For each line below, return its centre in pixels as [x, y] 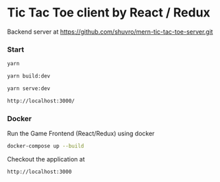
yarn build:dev [29, 76]
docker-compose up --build [46, 146]
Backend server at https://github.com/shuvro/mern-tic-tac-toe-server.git [110, 32]
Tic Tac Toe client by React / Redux [109, 13]
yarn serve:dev [29, 88]
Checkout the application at [46, 159]
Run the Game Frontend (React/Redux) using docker [81, 134]
